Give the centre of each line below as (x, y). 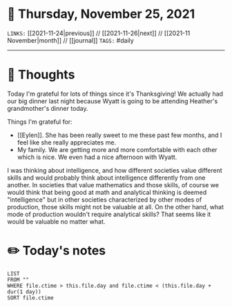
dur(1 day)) (24, 292)
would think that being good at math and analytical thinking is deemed (107, 192)
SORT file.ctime (30, 298)
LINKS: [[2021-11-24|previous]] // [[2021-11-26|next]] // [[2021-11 (99, 33)
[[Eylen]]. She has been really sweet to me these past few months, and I (119, 135)
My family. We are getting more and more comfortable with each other (117, 149)
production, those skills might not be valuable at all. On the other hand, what (116, 207)
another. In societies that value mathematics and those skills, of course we (113, 184)
